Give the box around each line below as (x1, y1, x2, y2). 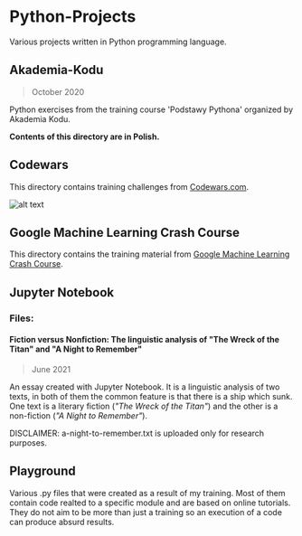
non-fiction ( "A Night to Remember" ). (9, 409, 147, 421)
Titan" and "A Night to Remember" (9, 343, 143, 354)
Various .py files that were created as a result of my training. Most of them (9, 487, 286, 498)
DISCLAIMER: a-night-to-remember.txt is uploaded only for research (9, 428, 265, 438)
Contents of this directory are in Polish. (9, 131, 160, 142)
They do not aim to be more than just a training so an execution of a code (9, 506, 283, 517)
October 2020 (31, 86, 85, 97)
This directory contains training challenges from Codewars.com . (9, 181, 250, 192)
